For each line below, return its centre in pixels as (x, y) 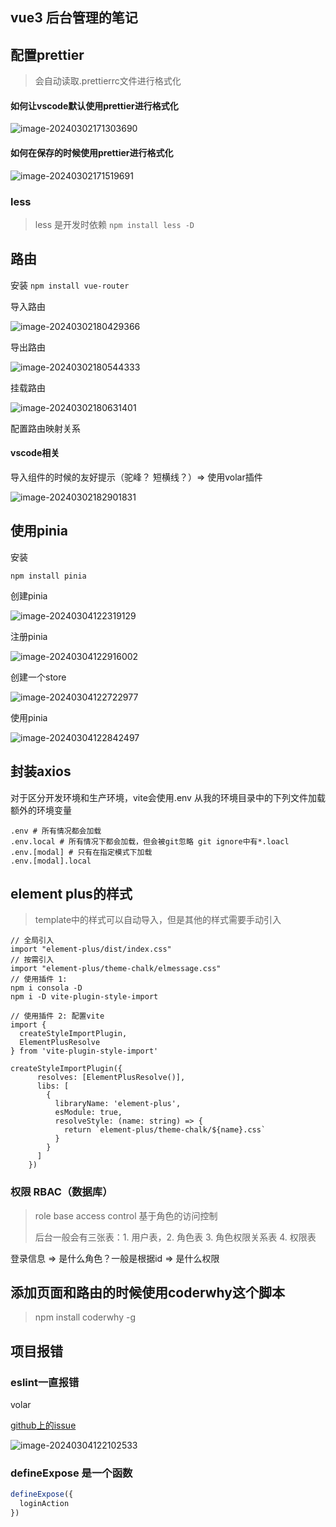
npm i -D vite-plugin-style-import (84, 997)
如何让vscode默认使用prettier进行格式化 (94, 105)
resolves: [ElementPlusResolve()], (111, 1078)
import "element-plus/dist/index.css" (91, 949)
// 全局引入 (32, 941)
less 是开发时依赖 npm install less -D (114, 224)
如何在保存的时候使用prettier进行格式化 (92, 152)
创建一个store (38, 677)
